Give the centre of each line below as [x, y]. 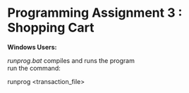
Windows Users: [32, 47]
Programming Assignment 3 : [95, 13]
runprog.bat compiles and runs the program [71, 60]
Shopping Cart [51, 28]
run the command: [34, 68]
